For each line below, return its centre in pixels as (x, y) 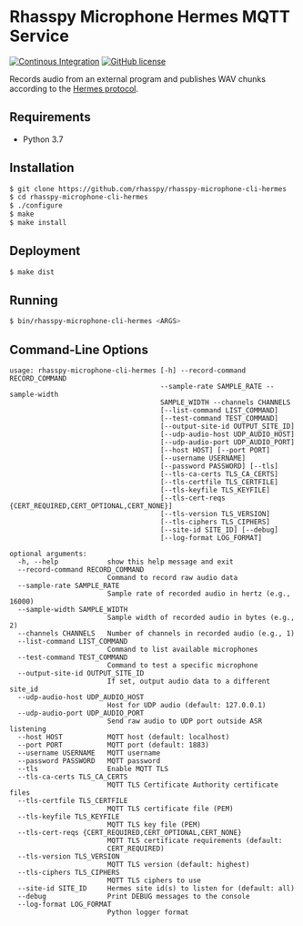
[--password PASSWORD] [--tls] (219, 466)
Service (40, 36)
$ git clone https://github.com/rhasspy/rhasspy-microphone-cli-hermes (148, 188)
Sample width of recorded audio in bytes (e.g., (201, 618)
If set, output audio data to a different (189, 682)
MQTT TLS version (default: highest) (178, 865)
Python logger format (148, 912)
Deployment (45, 251)
